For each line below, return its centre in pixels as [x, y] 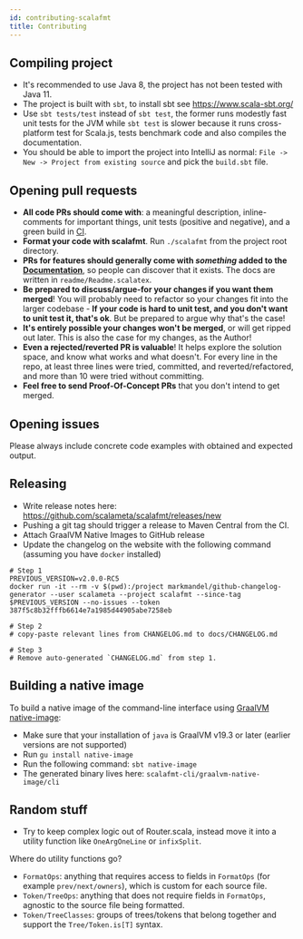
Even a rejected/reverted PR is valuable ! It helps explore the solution [152, 347]
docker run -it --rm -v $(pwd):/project [87, 586]
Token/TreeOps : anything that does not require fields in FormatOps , [144, 895]
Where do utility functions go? [66, 859]
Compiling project [61, 63]
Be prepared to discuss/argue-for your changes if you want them [148, 289]
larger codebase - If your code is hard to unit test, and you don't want [155, 308]
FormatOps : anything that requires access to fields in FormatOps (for [146, 876]
